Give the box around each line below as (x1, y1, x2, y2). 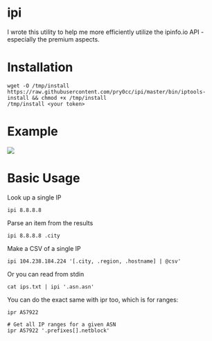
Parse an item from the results (7, 218, 94, 227)
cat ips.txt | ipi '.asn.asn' (7, 283, 95, 290)
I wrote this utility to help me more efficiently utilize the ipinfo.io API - (7, 28, 204, 36)
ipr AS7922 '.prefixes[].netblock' (7, 327, 110, 334)
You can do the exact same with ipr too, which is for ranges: (7, 295, 179, 304)
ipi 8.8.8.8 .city (7, 232, 60, 239)
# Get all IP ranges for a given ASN (7, 321, 116, 328)
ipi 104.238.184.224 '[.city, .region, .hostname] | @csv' (7, 258, 182, 265)
